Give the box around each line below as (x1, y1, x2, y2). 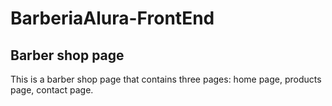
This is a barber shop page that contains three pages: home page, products (10, 73, 322, 85)
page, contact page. (10, 84, 94, 96)
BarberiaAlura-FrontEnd (10, 7, 215, 30)
